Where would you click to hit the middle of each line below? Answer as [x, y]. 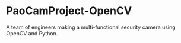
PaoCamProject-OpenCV [69, 11]
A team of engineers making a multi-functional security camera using [91, 27]
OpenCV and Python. [32, 33]
